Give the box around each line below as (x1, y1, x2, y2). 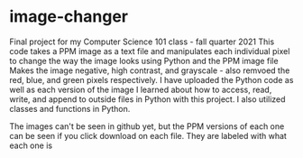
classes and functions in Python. (9, 103, 131, 114)
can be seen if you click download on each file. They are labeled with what (9, 130, 287, 141)
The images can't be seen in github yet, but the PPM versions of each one (9, 120, 285, 132)
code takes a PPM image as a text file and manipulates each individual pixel (9, 45, 290, 56)
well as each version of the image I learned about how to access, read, (9, 84, 272, 95)
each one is (9, 140, 52, 151)
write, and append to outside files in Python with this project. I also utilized (9, 93, 286, 105)
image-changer (9, 6, 129, 27)
